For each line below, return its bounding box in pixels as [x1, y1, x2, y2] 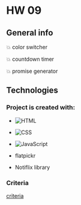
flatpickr [14, 151, 36, 159]
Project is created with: [6, 103, 76, 112]
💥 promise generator [6, 67, 58, 75]
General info [6, 28, 53, 38]
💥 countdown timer [6, 55, 55, 63]
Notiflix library [14, 164, 50, 171]
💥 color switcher [6, 43, 48, 50]
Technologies [6, 85, 59, 96]
